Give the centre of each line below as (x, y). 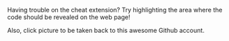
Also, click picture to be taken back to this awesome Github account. (106, 30)
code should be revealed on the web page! (69, 17)
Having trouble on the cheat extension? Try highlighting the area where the (115, 10)
